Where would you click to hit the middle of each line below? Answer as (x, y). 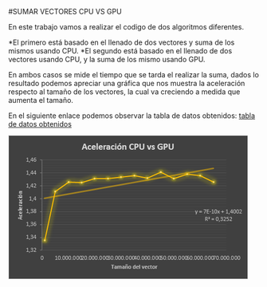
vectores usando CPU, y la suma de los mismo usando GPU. (107, 59)
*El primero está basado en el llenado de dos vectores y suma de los (122, 42)
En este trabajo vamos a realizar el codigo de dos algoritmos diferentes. (126, 27)
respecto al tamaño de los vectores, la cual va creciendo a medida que (124, 92)
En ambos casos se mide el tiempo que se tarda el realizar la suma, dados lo (133, 75)
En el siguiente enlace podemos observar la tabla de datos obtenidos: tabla (132, 116)
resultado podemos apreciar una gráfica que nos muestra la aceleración (127, 83)
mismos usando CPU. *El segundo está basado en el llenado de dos (120, 51)
